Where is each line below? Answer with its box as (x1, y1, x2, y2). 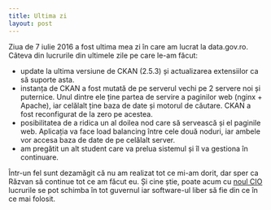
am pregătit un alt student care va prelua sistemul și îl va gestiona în (20, 144, 248, 153)
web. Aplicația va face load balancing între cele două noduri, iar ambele (20, 126, 260, 136)
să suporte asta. (20, 75, 75, 84)
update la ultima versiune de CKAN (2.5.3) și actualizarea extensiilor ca (20, 66, 259, 75)
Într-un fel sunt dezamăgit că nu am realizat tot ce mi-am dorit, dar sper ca (8, 168, 259, 178)
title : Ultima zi (8, 11, 68, 20)
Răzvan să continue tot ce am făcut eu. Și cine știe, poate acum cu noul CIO (8, 176, 263, 186)
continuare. (20, 152, 59, 162)
